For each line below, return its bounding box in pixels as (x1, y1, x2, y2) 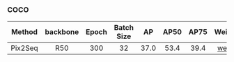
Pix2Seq (10, 43, 38, 53)
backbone (45, 27, 79, 37)
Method (11, 27, 38, 37)
